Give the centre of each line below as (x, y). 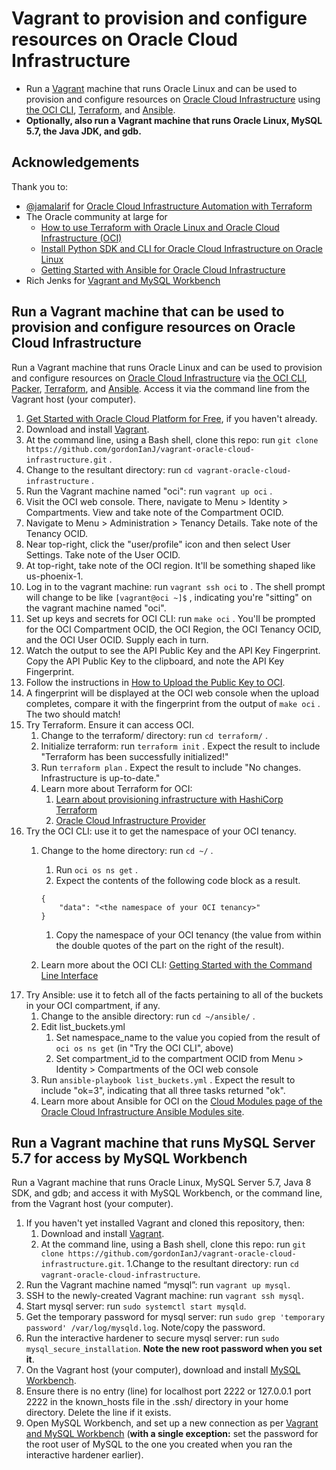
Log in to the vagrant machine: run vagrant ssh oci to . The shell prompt (175, 586)
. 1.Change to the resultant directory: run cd (210, 1264)
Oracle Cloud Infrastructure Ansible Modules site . (142, 1111)
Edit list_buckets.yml (83, 1026)
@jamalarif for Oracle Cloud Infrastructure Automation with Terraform (169, 206)
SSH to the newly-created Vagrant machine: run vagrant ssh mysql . (165, 1296)
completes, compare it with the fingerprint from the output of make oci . (173, 703)
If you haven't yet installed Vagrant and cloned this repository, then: (165, 1223)
